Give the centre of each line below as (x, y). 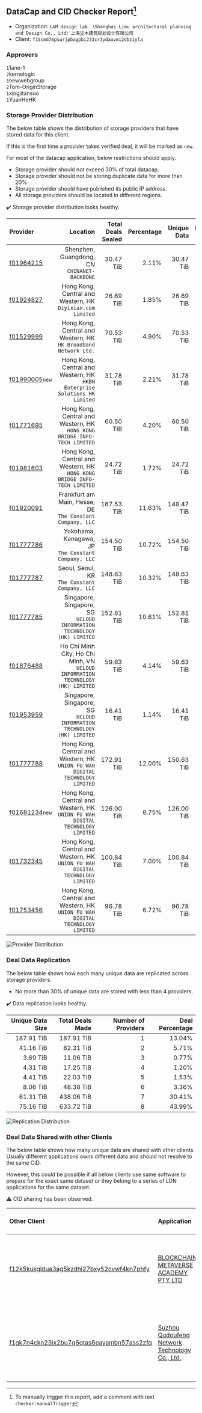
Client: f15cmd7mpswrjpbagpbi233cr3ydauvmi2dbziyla (79, 39)
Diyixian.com (76, 308)
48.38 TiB (77, 1087)
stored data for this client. (38, 135)
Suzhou (169, 1327)
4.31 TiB (35, 1067)
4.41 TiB (35, 1077)
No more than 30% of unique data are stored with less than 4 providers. (104, 991)
